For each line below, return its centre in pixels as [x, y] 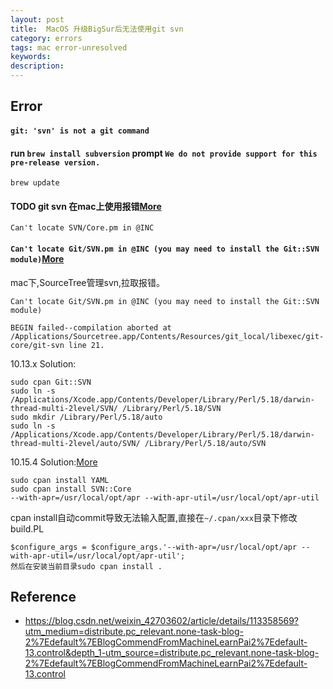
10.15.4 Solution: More [54, 462]
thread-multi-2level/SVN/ [64, 408]
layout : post [37, 19]
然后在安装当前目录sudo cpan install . [86, 566]
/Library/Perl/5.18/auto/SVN [205, 443]
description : [37, 66]
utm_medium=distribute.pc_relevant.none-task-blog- [134, 632]
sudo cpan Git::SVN [51, 382]
